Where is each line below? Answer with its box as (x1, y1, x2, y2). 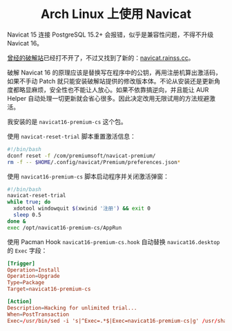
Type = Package (7, 279, 45, 286)
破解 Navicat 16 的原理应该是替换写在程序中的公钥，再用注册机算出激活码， (7, 68, 222, 77)
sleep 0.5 (13, 212, 41, 219)
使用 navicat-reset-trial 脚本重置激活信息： (7, 132, 136, 140)
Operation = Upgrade (7, 273, 60, 280)
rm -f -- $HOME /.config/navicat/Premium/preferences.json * (7, 159, 181, 165)
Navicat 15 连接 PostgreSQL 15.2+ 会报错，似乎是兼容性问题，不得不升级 (7, 30, 214, 39)
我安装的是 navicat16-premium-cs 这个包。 (7, 117, 128, 126)
